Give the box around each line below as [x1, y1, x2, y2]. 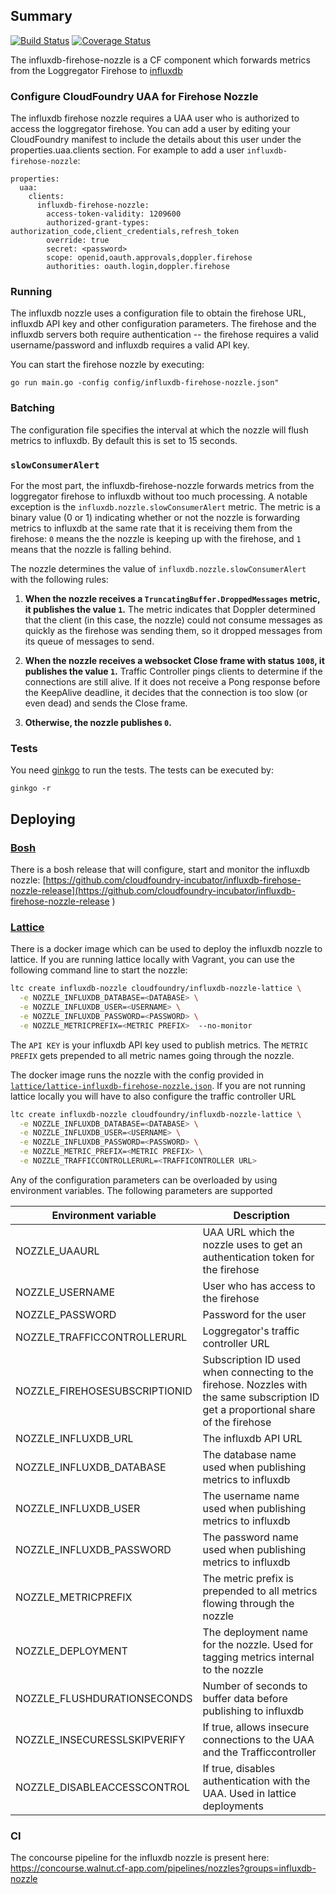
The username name [202, 1489, 300, 1503]
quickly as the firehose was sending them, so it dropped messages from [24, 625, 323, 636]
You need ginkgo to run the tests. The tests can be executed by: [10, 764, 274, 776]
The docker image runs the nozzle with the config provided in [10, 1069, 265, 1081]
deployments [202, 1799, 264, 1813]
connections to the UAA [202, 1732, 315, 1746]
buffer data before [202, 1691, 288, 1705]
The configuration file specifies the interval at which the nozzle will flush [10, 424, 309, 436]
